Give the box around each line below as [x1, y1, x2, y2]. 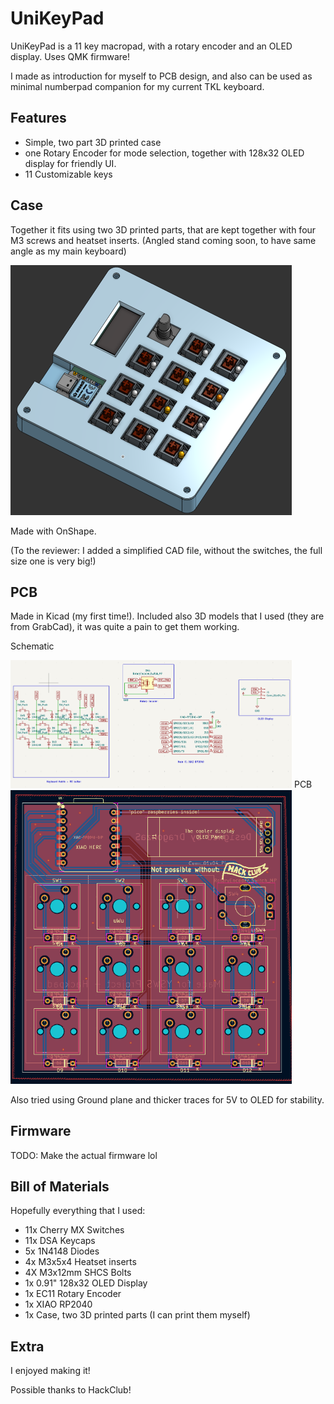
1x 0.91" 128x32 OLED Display [24, 1277, 148, 1289]
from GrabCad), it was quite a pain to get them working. [10, 621, 240, 633]
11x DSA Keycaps [24, 1235, 96, 1247]
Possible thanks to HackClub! [10, 1384, 132, 1396]
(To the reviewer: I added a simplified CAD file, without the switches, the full [10, 544, 323, 556]
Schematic [10, 640, 55, 652]
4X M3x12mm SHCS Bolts [24, 1267, 132, 1279]
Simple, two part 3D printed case [24, 136, 162, 148]
